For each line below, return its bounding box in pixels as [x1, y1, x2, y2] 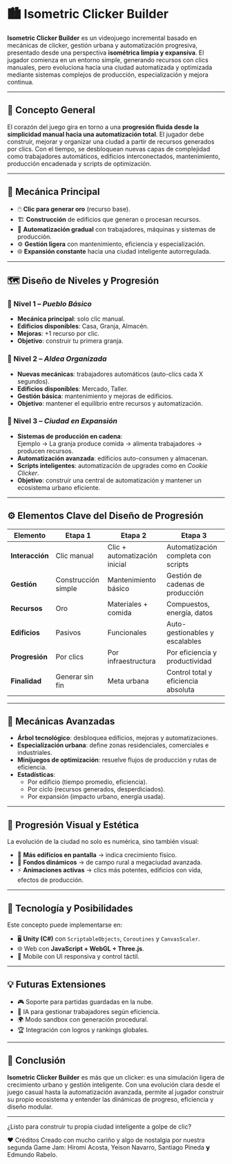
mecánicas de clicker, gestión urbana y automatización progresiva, [7, 41, 198, 49]
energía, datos [166, 608, 213, 617]
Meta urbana [107, 676, 149, 686]
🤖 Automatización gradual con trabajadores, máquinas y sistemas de [17, 225, 216, 233]
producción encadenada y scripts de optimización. [7, 159, 152, 167]
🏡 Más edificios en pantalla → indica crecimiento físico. [17, 851, 177, 859]
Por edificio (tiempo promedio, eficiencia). [27, 778, 148, 786]
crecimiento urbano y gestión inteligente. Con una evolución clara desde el [7, 1080, 220, 1089]
